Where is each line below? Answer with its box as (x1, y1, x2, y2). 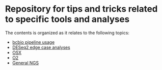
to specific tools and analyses (5, 14, 130, 25)
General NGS (12, 60, 39, 66)
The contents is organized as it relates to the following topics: (5, 30, 130, 35)
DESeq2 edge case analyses (12, 44, 70, 50)
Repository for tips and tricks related (5, 3, 158, 15)
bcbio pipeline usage (12, 39, 55, 45)
